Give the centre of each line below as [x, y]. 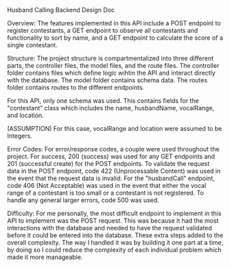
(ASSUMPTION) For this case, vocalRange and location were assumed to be [115, 129]
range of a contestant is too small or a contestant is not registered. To [105, 193]
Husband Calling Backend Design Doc [61, 10]
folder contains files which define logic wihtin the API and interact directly [112, 73]
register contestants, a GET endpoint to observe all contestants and [103, 31]
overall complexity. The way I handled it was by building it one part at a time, [115, 242]
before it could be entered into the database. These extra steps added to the [115, 235]
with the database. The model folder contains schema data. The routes [107, 80]
